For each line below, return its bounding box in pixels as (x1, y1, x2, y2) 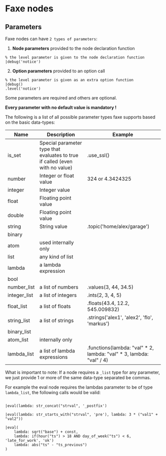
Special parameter (39, 140, 83, 146)
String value (39, 223, 68, 230)
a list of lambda (39, 348, 75, 354)
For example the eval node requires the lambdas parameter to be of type (5, 384, 153, 390)
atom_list (7, 336, 29, 343)
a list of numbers (39, 284, 79, 290)
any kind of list (39, 253, 74, 260)
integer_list (7, 292, 34, 299)
